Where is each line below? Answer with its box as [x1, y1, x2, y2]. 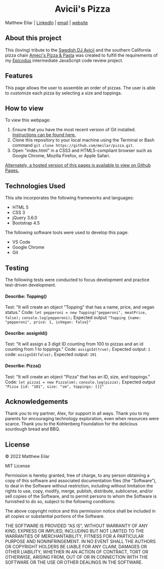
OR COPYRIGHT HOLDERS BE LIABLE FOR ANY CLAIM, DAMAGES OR [5, 544, 147, 550]
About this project [5, 34, 62, 42]
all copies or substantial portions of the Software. [5, 513, 105, 519]
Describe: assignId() [5, 330, 48, 336]
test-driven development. [5, 282, 56, 288]
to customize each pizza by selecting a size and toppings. [5, 90, 122, 96]
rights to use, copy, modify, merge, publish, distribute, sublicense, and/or [5, 488, 153, 494]
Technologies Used [5, 182, 65, 190]
